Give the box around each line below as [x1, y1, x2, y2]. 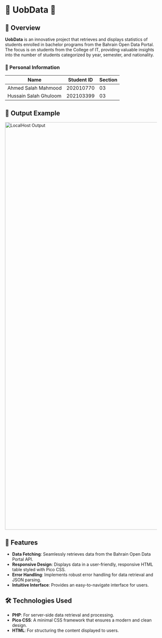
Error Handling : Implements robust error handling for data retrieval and [12, 572, 153, 577]
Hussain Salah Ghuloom [7, 93, 62, 99]
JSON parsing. [12, 576, 41, 583]
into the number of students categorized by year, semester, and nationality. [5, 52, 154, 58]
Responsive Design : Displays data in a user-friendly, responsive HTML [12, 561, 153, 567]
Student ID [68, 77, 93, 83]
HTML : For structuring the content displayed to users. [12, 627, 119, 633]
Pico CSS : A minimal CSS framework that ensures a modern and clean [12, 617, 152, 623]
